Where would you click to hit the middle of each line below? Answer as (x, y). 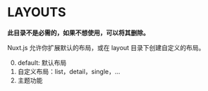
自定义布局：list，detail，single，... (69, 71)
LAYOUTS (37, 12)
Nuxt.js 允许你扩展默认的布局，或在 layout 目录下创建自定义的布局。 (106, 47)
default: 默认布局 (42, 62)
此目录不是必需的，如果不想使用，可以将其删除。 (78, 32)
